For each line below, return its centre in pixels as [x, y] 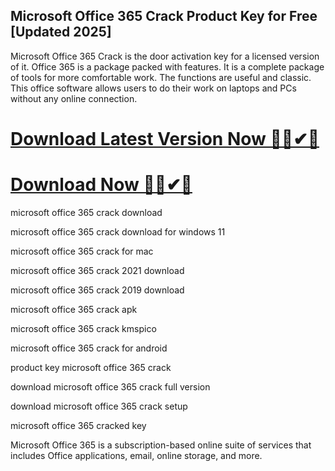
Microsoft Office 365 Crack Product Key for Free [164, 16]
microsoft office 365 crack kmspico [83, 328]
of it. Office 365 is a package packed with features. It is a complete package [167, 66]
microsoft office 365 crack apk [74, 309]
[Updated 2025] [61, 32]
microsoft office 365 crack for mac [82, 251]
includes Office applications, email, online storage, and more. [136, 455]
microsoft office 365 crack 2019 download [97, 290]
